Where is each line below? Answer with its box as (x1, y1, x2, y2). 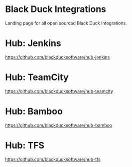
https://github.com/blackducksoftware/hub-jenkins (5, 54, 110, 60)
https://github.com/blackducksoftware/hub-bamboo (5, 122, 113, 128)
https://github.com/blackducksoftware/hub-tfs (5, 156, 101, 162)
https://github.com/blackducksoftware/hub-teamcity (5, 88, 114, 94)
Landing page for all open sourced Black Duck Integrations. (5, 20, 127, 26)
